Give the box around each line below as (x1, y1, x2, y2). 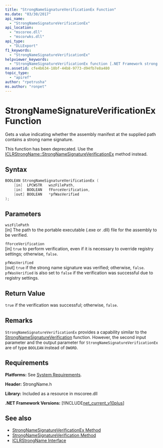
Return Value (5, 289, 45, 298)
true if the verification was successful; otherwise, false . (5, 302, 118, 308)
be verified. (5, 232, 28, 238)
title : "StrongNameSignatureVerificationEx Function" (5, 7, 117, 12)
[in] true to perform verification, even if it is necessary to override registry (5, 246, 154, 252)
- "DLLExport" (9, 43, 38, 48)
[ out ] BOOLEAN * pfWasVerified (14, 192, 79, 197)
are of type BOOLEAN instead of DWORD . (5, 345, 78, 351)
